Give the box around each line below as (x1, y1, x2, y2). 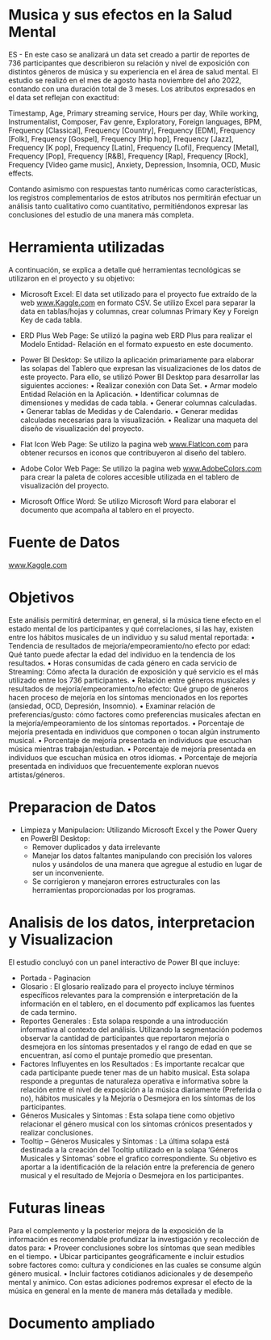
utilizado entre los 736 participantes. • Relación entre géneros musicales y (8, 675, 256, 685)
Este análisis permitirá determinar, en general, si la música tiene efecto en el (8, 615, 261, 624)
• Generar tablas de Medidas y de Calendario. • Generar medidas (19, 406, 239, 416)
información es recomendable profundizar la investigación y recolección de (8, 1234, 260, 1244)
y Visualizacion (8, 930, 114, 949)
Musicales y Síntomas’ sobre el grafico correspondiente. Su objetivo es (19, 1153, 257, 1163)
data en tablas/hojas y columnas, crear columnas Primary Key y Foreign (19, 306, 259, 316)
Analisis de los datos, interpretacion (8, 913, 256, 932)
